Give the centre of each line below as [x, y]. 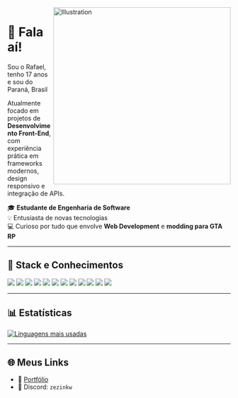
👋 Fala [25, 32]
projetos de [24, 118]
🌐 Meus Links [38, 362]
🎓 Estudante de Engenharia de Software [69, 207]
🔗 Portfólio [33, 380]
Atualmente [24, 103]
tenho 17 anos [28, 74]
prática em [23, 156]
